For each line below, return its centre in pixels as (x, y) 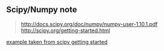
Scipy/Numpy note (42, 10)
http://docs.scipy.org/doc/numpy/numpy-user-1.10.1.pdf (89, 24)
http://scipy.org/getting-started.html (66, 30)
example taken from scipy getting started (57, 42)
